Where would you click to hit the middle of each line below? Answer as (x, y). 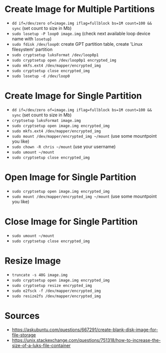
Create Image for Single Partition (73, 96)
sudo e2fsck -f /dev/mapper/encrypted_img (56, 291)
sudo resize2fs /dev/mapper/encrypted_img (56, 296)
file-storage (24, 335)
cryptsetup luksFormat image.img (46, 120)
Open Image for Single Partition (71, 177)
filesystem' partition (32, 49)
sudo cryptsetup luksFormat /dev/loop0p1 (55, 55)
